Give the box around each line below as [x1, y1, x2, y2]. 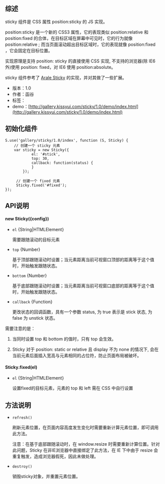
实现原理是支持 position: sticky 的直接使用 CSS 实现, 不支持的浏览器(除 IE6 [5, 58, 156, 64]
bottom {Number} [12, 272, 47, 279]
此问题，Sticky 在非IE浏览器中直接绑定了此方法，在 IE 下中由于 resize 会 [12, 447, 159, 454]
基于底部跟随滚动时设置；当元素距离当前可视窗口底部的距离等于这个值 [12, 283, 155, 289]
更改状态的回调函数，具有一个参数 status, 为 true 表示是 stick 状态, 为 [12, 309, 152, 315]
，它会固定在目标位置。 [5, 47, 53, 53]
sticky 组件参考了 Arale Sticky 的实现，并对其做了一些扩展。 [5, 74, 127, 80]
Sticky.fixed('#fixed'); [16, 182, 67, 188]
